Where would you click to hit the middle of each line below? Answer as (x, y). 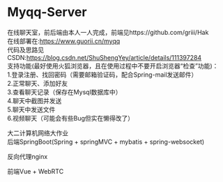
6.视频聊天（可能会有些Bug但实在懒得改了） (71, 118)
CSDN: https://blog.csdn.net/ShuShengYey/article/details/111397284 (105, 57)
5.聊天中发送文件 (31, 109)
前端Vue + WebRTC (36, 171)
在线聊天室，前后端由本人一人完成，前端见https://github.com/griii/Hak (108, 32)
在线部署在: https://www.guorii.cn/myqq (64, 41)
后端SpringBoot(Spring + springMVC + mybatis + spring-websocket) (106, 142)
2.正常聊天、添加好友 (38, 83)
